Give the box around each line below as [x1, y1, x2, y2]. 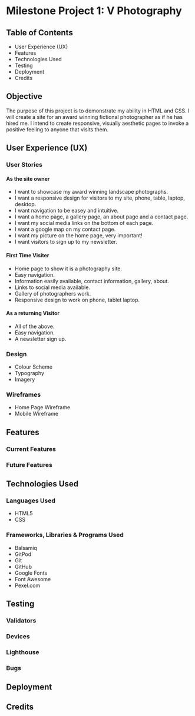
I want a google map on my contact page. [14, 226, 116, 233]
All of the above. [14, 323, 55, 330]
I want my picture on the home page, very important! [14, 232, 143, 239]
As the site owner [6, 175, 50, 182]
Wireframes [6, 390, 41, 399]
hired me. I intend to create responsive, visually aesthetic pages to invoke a [6, 120, 189, 127]
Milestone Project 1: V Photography [6, 4, 183, 18]
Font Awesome [14, 575, 51, 582]
